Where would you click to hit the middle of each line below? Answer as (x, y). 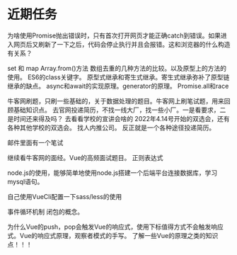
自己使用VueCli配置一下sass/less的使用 (65, 196)
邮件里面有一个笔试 (35, 142)
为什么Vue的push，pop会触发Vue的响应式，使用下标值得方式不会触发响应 (116, 227)
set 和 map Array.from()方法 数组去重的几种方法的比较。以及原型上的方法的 (117, 68)
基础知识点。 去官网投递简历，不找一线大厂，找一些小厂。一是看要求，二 (120, 110)
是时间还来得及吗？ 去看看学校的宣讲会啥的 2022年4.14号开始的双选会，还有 (118, 118)
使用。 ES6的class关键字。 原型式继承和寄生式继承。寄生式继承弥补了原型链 (118, 77)
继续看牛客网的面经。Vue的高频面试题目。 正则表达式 (86, 157)
